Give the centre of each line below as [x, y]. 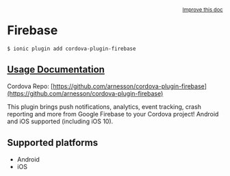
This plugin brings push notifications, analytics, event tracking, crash [104, 106]
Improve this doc [203, 10]
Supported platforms [52, 143]
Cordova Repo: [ [30, 86]
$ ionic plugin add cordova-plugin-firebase [72, 49]
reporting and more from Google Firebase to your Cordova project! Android [113, 114]
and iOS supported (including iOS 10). [60, 121]
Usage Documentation [56, 70]
